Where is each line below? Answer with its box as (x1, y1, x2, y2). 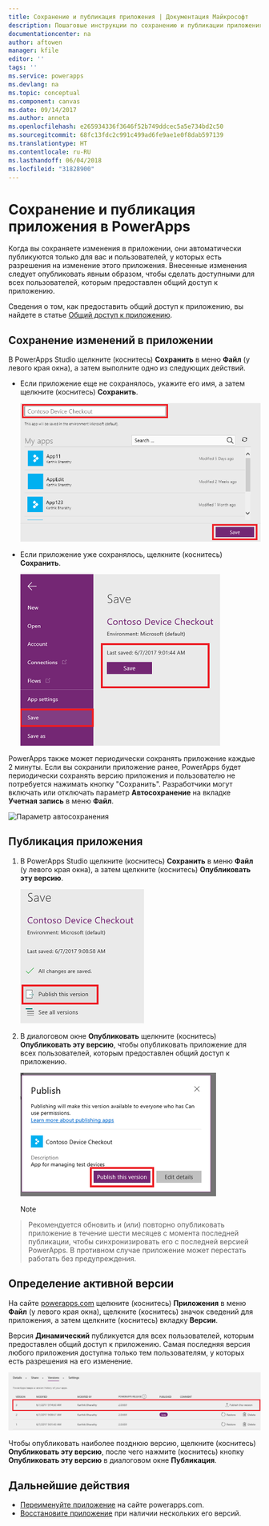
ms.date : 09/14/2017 (8, 106, 78, 114)
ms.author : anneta (8, 114, 70, 122)
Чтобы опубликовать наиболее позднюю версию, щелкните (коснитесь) (8, 1439, 256, 1448)
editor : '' (8, 55, 45, 63)
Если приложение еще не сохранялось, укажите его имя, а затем (19, 378, 246, 388)
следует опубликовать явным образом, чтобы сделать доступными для (8, 269, 255, 279)
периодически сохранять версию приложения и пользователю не (8, 771, 236, 780)
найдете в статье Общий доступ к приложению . (8, 310, 173, 320)
